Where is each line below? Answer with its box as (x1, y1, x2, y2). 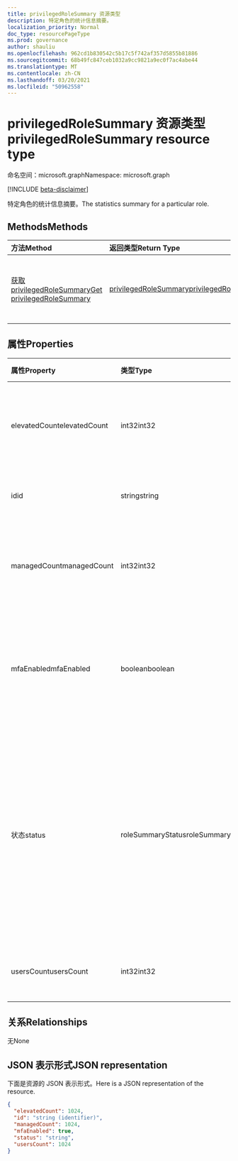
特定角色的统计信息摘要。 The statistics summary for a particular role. (7, 200, 210, 208)
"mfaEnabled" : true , (13, 1127, 74, 1135)
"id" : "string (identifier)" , (13, 1114, 103, 1122)
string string (120, 491, 159, 501)
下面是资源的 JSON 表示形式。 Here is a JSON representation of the (7, 1079, 204, 1088)
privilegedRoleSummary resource (7, 131, 210, 148)
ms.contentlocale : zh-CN (7, 70, 81, 77)
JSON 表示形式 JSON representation (7, 1059, 168, 1072)
